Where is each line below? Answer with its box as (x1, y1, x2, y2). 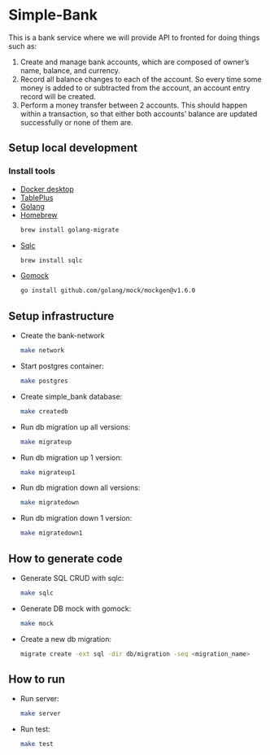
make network (20, 347, 65, 355)
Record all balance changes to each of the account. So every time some (20, 74, 262, 84)
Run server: (20, 694, 59, 704)
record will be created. (20, 91, 96, 101)
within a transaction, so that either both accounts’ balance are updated (20, 108, 258, 119)
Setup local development (8, 141, 138, 155)
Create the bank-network (20, 331, 106, 341)
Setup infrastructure (8, 309, 115, 323)
